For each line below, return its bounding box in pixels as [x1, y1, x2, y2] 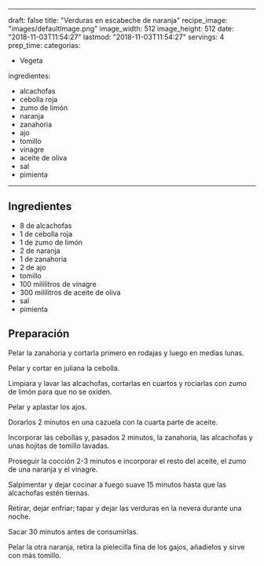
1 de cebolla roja [19, 229, 73, 238]
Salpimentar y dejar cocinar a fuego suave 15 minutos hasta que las [8, 480, 226, 489]
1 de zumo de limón [19, 237, 83, 247]
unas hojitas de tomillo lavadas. [8, 441, 110, 450]
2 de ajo [19, 263, 46, 272]
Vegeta [19, 56, 43, 65]
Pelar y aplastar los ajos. [8, 402, 88, 411]
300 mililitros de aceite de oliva [19, 288, 121, 297]
